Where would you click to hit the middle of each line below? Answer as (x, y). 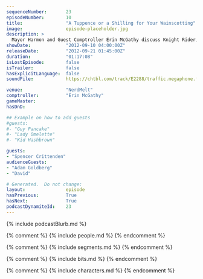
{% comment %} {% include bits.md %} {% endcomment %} (82, 259)
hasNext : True (42, 201)
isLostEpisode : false (43, 62)
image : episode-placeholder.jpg (67, 29)
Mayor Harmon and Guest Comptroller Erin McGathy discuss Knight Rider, (105, 40)
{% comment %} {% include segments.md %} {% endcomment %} (90, 247)
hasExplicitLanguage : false (43, 74)
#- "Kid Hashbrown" (31, 140)
